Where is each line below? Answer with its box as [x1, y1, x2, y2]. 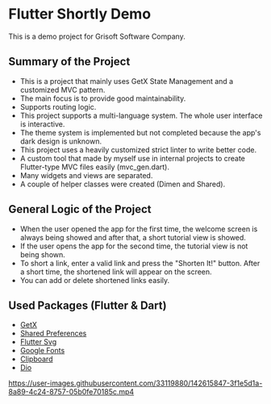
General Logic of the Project [8, 202, 152, 216]
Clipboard [19, 354, 53, 364]
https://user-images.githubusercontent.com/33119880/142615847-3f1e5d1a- [8, 378, 263, 388]
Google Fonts [19, 346, 65, 356]
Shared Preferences [19, 328, 87, 339]
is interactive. [19, 119, 65, 129]
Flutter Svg [19, 337, 57, 347]
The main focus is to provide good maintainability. [19, 94, 186, 103]
